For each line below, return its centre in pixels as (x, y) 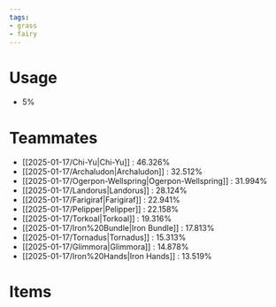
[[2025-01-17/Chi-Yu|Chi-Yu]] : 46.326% (96, 162)
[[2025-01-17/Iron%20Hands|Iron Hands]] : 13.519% (117, 257)
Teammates (54, 138)
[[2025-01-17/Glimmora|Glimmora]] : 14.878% (105, 247)
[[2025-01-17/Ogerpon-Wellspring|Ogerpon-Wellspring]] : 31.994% (145, 181)
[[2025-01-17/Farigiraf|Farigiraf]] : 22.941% (101, 200)
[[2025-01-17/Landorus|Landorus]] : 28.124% (104, 190)
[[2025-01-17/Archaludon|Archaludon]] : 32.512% (112, 172)
